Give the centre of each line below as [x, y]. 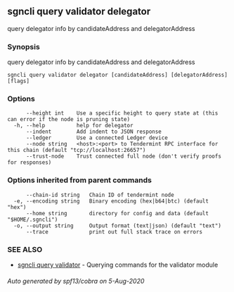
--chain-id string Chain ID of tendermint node [100, 195]
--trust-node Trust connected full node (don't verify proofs [123, 157]
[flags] [19, 81]
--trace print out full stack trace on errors [114, 231]
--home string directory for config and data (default [117, 213]
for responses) [30, 163]
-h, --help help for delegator [73, 126]
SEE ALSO [25, 249]
